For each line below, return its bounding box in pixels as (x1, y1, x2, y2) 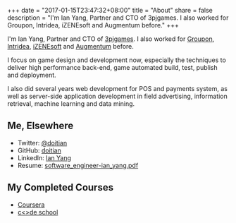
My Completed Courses (7, 181, 114, 193)
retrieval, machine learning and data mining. (7, 100, 135, 108)
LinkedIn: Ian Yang (17, 153, 72, 162)
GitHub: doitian (17, 146, 61, 155)
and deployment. (7, 71, 56, 79)
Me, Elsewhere (7, 120, 74, 132)
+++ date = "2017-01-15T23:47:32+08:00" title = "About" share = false (7, 6, 213, 14)
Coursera (17, 200, 45, 209)
